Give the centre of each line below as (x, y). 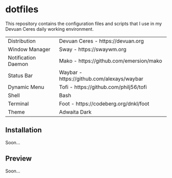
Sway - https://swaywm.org (93, 49)
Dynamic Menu (26, 87)
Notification (22, 57)
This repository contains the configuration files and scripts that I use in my (84, 24)
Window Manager (29, 49)
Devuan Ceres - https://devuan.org (102, 41)
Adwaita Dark (76, 112)
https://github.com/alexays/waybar (101, 79)
